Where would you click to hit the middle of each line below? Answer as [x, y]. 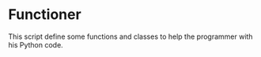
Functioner [45, 15]
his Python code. [36, 44]
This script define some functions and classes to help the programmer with [130, 36]
